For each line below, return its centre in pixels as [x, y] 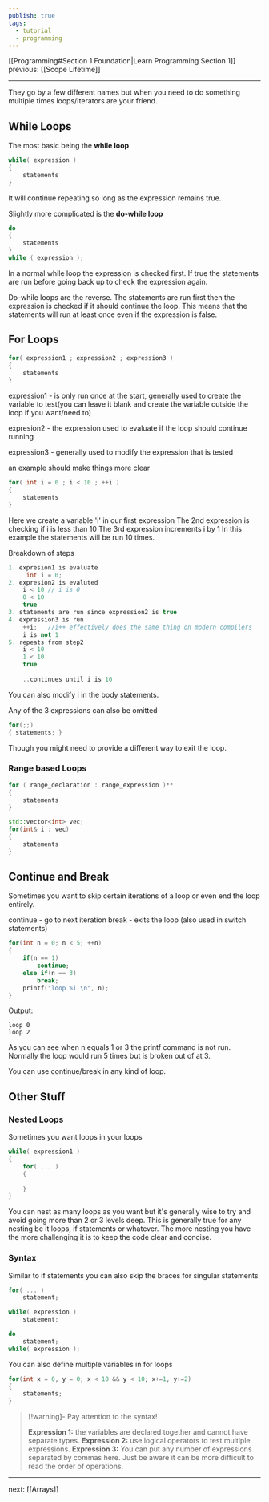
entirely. [22, 905]
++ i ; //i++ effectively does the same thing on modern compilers [137, 627]
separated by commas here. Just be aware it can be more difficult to [141, 1458]
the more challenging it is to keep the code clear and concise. [110, 1237]
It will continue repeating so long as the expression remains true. [115, 198]
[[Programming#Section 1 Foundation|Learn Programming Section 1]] [122, 61]
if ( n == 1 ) [41, 958]
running [21, 437]
